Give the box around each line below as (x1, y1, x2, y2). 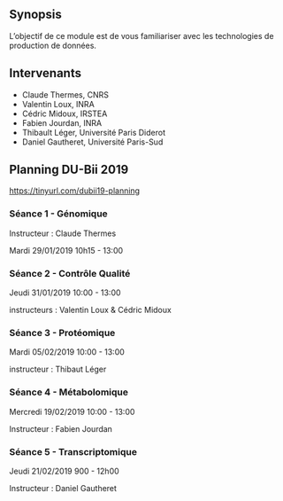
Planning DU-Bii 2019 (9, 162, 129, 177)
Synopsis (9, 7, 62, 22)
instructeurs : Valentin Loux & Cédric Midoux (9, 305, 172, 316)
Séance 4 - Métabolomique (9, 386, 128, 398)
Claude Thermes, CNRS (21, 89, 109, 100)
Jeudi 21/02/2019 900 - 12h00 (9, 466, 119, 476)
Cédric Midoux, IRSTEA (21, 108, 108, 119)
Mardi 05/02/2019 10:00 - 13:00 (9, 347, 126, 357)
